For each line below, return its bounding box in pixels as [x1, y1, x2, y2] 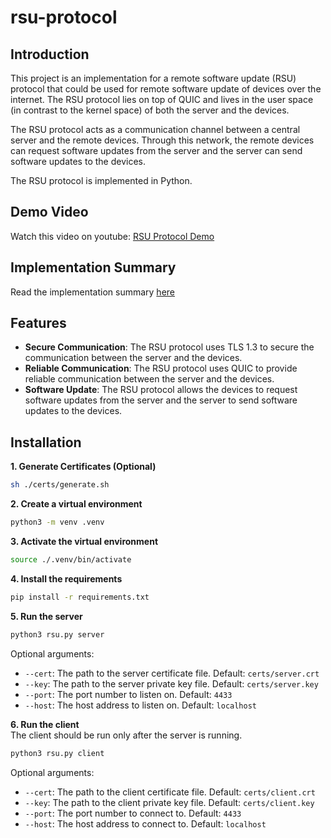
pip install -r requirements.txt [10, 592, 150, 602]
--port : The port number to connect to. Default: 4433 [24, 807, 242, 819]
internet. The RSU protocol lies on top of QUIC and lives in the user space [10, 94, 314, 105]
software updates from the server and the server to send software [24, 394, 298, 406]
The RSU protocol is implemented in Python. [10, 175, 193, 186]
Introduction [10, 46, 90, 63]
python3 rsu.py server [10, 629, 105, 640]
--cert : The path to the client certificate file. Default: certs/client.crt [24, 786, 316, 798]
